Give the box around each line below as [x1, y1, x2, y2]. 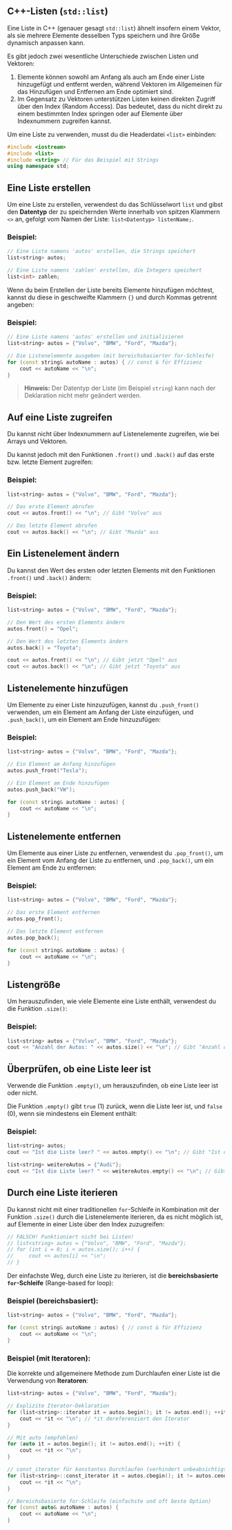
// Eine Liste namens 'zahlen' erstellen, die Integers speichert [7, 267, 202, 274]
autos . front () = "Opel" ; [7, 625, 79, 632]
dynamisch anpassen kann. [7, 38, 85, 47]
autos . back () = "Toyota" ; [7, 644, 81, 651]
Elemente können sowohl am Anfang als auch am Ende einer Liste [17, 73, 205, 81]
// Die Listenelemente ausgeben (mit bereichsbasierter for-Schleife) [7, 352, 215, 359]
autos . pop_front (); [7, 915, 64, 922]
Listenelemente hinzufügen [7, 682, 129, 694]
